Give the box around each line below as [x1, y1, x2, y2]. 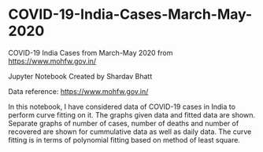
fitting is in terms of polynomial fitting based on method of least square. [8, 135, 240, 144]
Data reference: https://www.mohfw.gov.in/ [8, 86, 149, 96]
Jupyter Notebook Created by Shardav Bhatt [8, 71, 153, 81]
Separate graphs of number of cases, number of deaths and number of [8, 118, 239, 128]
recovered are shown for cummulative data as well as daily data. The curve [8, 127, 252, 136]
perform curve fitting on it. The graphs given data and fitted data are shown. [8, 110, 256, 119]
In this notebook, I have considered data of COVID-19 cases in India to [8, 102, 236, 111]
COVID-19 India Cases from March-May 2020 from [8, 48, 173, 57]
